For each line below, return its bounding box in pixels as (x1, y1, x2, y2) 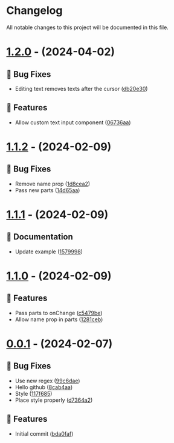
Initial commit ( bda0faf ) (14, 430, 74, 437)
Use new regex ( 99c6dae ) (14, 377, 80, 384)
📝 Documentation (6, 231, 74, 242)
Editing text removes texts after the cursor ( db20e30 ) (14, 85, 148, 92)
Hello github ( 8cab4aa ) (14, 383, 73, 391)
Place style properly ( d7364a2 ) (14, 396, 93, 404)
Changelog (6, 4, 63, 18)
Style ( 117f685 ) (14, 390, 53, 397)
